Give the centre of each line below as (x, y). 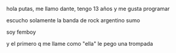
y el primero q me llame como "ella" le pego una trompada (80, 44)
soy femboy (21, 32)
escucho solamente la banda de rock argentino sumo (73, 20)
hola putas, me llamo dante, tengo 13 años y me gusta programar (88, 9)
